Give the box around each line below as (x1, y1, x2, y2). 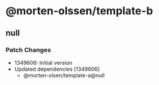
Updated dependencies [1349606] (14, 65, 100, 73)
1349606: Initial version (14, 59, 73, 66)
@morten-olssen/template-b (5, 4, 154, 18)
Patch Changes (5, 46, 52, 54)
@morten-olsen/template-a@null (23, 71, 105, 78)
